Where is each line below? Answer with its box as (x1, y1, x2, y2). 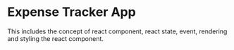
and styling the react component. (7, 34, 104, 42)
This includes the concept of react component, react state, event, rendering (7, 27, 228, 35)
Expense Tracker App (7, 4, 136, 20)
